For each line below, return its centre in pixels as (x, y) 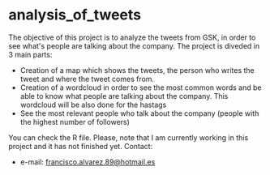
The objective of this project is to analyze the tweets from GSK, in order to (132, 37)
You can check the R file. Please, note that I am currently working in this (129, 137)
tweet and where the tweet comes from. (87, 79)
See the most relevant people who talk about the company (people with (139, 113)
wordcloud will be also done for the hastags (93, 105)
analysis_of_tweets (75, 15)
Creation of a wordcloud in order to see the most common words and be (141, 87)
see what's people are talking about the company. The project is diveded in (134, 45)
